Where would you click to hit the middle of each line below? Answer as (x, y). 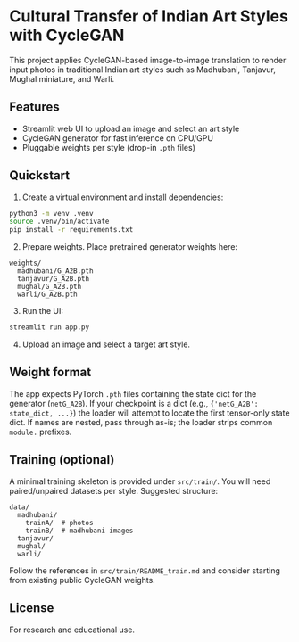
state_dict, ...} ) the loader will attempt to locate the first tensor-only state (149, 413)
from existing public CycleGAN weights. (83, 580)
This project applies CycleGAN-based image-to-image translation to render (148, 60)
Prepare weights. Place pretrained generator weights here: (130, 247)
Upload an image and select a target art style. (106, 344)
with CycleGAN (67, 35)
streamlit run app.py (50, 327)
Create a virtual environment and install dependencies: (123, 197)
